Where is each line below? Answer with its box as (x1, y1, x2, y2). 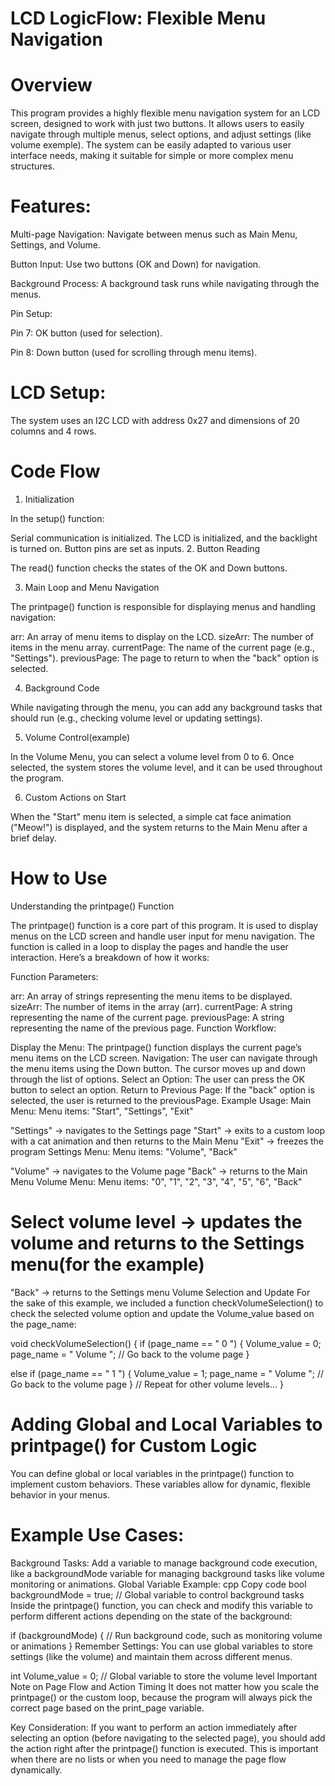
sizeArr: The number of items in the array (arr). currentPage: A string (10, 1000, 293, 1012)
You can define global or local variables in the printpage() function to (10, 1467, 295, 1479)
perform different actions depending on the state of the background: (10, 1610, 293, 1622)
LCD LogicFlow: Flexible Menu (10, 7, 267, 30)
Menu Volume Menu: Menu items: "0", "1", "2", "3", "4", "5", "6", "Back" (10, 1175, 303, 1187)
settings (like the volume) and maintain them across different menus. (10, 1650, 293, 1662)
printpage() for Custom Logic (10, 1435, 258, 1457)
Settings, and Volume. (10, 239, 102, 251)
